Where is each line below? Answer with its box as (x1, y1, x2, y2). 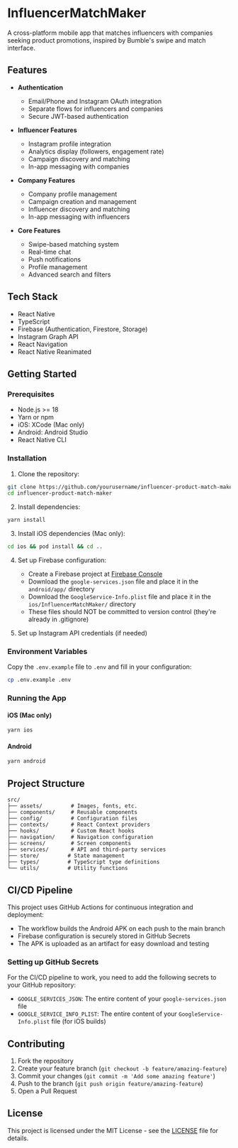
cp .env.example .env (7, 677, 72, 684)
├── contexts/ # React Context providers (7, 821, 151, 829)
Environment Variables (7, 646, 88, 656)
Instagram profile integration (28, 139, 112, 148)
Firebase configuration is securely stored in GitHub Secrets (17, 931, 191, 940)
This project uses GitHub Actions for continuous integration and (7, 903, 193, 911)
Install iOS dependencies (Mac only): (17, 530, 125, 538)
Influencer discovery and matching (28, 205, 130, 213)
